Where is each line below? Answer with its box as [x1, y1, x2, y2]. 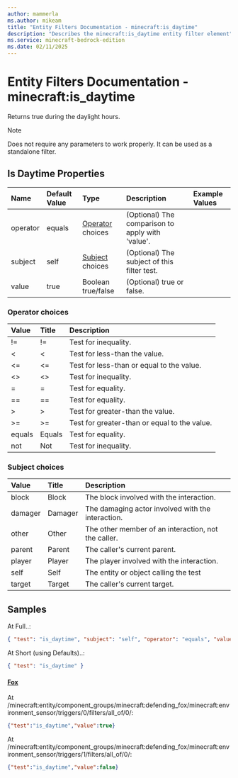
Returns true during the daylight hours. [7, 112, 120, 120]
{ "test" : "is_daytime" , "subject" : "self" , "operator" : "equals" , [7, 636, 211, 643]
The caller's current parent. [84, 545, 176, 555]
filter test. [126, 265, 158, 275]
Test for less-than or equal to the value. [69, 361, 202, 371]
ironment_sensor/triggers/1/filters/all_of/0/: [7, 750, 132, 758]
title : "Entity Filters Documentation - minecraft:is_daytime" [7, 23, 198, 30]
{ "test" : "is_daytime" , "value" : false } [7, 763, 119, 771]
